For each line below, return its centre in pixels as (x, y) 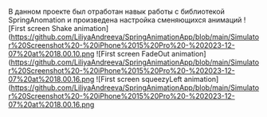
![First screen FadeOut (133, 54)
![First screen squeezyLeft (139, 79)
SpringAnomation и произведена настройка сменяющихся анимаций (125, 20)
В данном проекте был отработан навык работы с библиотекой (117, 12)
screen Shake (49, 28)
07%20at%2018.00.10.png (51, 54)
